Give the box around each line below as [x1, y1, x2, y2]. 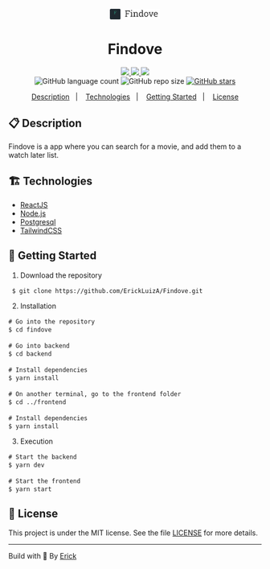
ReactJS [19, 200, 48, 209]
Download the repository [19, 270, 103, 280]
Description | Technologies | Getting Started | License [31, 92, 239, 101]
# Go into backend [8, 341, 70, 350]
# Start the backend [8, 452, 78, 461]
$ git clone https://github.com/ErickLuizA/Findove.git [11, 287, 203, 295]
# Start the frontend [8, 476, 81, 485]
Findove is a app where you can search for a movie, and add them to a [8, 142, 242, 151]
